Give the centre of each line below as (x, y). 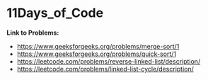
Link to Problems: (33, 33)
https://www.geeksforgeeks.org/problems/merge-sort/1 (98, 46)
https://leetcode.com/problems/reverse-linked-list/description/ (109, 61)
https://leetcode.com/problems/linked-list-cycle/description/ (105, 69)
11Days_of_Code (55, 13)
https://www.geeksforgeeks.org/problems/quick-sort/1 (97, 54)
